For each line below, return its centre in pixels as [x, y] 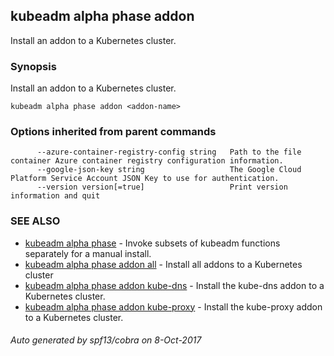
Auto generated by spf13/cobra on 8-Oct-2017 [106, 340]
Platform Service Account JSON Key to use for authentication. [145, 179]
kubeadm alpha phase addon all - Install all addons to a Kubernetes [163, 264]
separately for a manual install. [88, 253]
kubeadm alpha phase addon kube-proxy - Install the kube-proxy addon [173, 306]
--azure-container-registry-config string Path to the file [169, 152]
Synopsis [33, 66]
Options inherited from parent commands [113, 132]
